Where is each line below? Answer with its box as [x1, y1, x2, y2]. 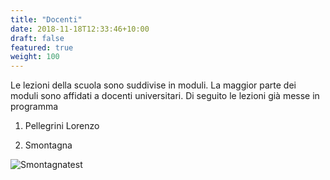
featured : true [10, 42, 74, 53]
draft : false [10, 33, 65, 43]
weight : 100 [10, 52, 60, 62]
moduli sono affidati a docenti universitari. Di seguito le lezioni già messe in [10, 90, 320, 102]
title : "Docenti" [10, 14, 83, 25]
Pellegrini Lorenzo [24, 120, 100, 132]
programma [10, 101, 59, 113]
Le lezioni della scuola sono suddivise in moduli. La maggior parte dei [10, 79, 297, 91]
